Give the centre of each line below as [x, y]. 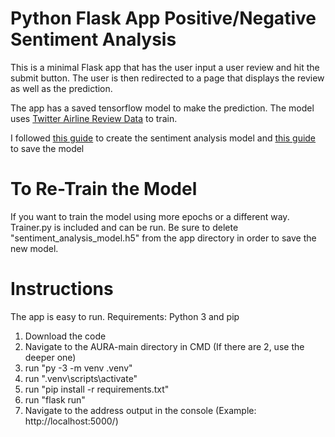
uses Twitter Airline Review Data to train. [94, 118]
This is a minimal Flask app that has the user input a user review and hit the [165, 67]
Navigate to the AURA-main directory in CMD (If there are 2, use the [164, 346]
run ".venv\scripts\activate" [81, 378]
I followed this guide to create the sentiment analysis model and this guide [163, 138]
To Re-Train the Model [104, 189]
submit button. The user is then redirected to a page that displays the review [167, 78]
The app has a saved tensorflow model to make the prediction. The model [162, 108]
